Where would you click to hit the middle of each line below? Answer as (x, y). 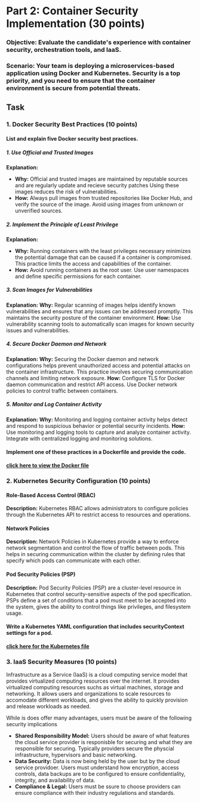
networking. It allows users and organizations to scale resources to (89, 694)
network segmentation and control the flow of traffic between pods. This (96, 548)
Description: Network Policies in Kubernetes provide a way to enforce (93, 542)
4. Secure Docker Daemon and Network (56, 344)
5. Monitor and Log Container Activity (54, 405)
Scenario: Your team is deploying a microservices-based (90, 66)
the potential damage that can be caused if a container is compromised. (103, 257)
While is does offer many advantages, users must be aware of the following (99, 718)
